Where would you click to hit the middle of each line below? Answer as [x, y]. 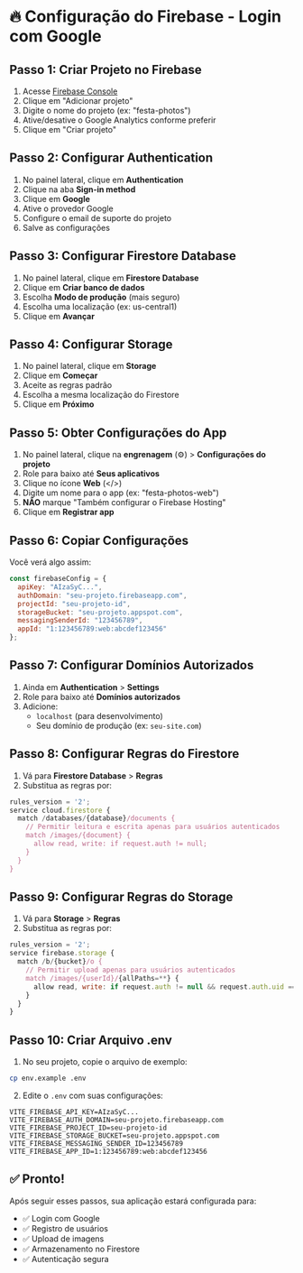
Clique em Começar [60, 375]
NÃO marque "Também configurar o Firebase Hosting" [124, 503]
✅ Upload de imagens [63, 1239]
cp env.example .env [48, 1079]
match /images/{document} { [78, 835]
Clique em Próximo [58, 404]
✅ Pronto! [37, 1179]
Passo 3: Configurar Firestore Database [123, 256]
